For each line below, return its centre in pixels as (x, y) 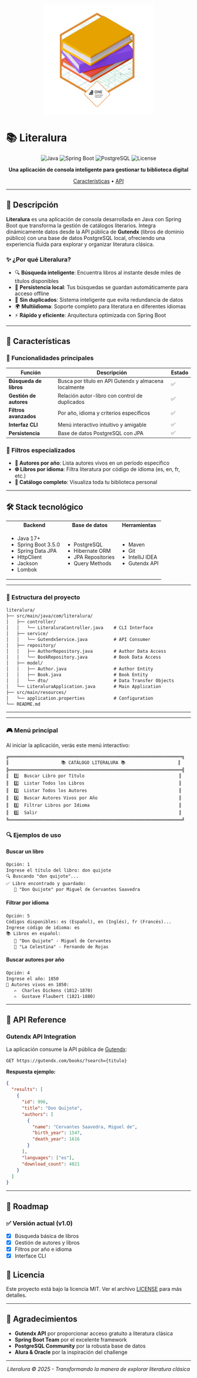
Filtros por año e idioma (43, 1249)
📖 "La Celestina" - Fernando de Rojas (61, 947)
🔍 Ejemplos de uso (34, 835)
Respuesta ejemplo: (31, 1072)
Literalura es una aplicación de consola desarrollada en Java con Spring (94, 219)
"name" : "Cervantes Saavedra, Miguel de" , (85, 1127)
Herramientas (139, 525)
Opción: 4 (18, 973)
